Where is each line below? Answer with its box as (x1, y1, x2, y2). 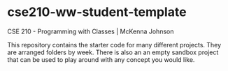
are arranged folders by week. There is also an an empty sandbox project (7, 48, 219, 56)
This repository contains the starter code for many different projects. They (7, 40, 222, 49)
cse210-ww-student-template (7, 4, 187, 20)
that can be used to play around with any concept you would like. (7, 55, 195, 63)
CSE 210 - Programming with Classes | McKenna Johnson (7, 27, 174, 35)
